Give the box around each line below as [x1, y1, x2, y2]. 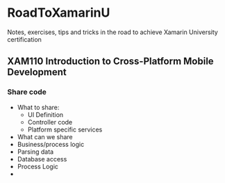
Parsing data [17, 148, 54, 156]
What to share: [17, 103, 60, 111]
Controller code [27, 118, 73, 126]
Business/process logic [17, 140, 85, 148]
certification [7, 35, 42, 43]
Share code [7, 87, 47, 97]
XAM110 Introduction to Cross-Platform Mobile [7, 56, 214, 67]
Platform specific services [27, 125, 103, 134]
